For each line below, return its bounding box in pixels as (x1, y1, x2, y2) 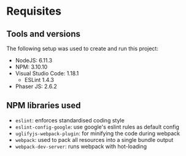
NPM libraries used (6, 100, 81, 111)
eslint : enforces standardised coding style (15, 116, 125, 124)
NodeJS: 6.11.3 (15, 57, 53, 64)
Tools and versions (6, 29, 81, 39)
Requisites (6, 4, 62, 18)
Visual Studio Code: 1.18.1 (15, 70, 79, 77)
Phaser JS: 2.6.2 (15, 83, 57, 90)
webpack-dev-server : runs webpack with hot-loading (15, 143, 147, 150)
